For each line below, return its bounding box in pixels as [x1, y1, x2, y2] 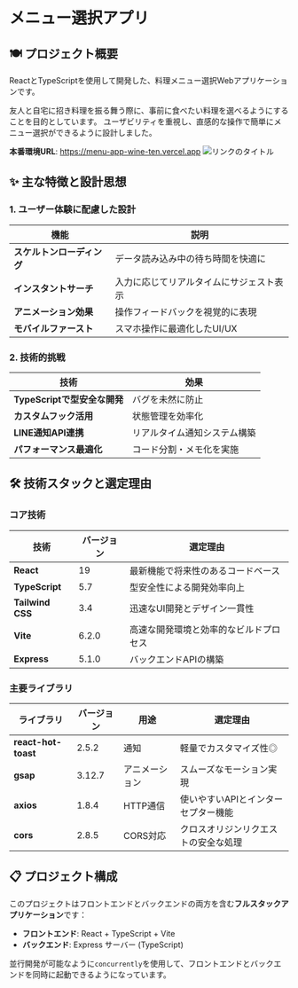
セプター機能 [179, 806, 233, 819]
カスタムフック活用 [13, 410, 94, 422]
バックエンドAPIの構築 [129, 653, 224, 665]
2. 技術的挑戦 [9, 351, 66, 364]
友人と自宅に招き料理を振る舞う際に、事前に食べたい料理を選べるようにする [9, 106, 289, 115]
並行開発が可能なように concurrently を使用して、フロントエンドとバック [9, 958, 274, 968]
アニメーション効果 [13, 305, 94, 318]
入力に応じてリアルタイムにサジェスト [114, 276, 275, 288]
